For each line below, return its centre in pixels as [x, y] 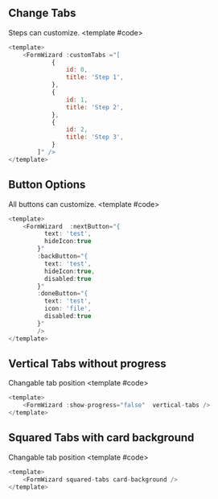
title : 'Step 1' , [95, 77]
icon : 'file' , [68, 309]
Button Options [47, 185]
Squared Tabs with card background [101, 438]
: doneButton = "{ [63, 294]
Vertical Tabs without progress [87, 363]
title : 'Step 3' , [95, 137]
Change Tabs [42, 13]
